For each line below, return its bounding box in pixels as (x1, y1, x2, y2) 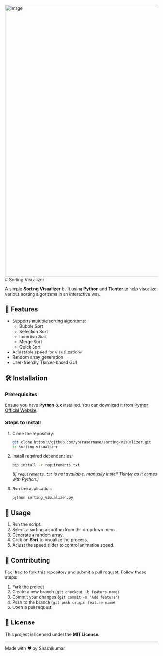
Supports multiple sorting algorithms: (12, 318, 86, 324)
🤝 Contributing (5, 556, 50, 565)
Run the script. (12, 521, 42, 527)
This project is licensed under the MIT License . (5, 631, 99, 637)
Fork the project (12, 584, 45, 589)
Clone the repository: (12, 430, 55, 436)
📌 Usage (5, 508, 31, 517)
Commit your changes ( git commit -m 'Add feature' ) (12, 594, 120, 600)
